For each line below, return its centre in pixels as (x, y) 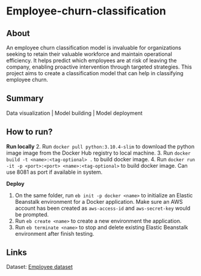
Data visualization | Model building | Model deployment (74, 113)
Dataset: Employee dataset (40, 267)
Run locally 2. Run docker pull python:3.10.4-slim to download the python (100, 146)
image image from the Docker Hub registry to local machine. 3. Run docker (98, 153)
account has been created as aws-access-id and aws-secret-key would (103, 208)
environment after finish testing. (54, 233)
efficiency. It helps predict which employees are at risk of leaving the (91, 60)
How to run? (29, 132)
